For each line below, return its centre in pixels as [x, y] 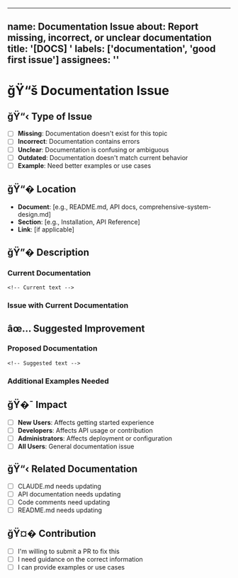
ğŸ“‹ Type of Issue [50, 117]
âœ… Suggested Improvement [76, 328]
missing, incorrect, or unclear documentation [110, 38]
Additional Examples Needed [58, 381]
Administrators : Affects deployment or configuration [95, 438]
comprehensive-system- [175, 207]
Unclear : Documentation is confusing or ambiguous [93, 149]
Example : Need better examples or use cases [84, 165]
